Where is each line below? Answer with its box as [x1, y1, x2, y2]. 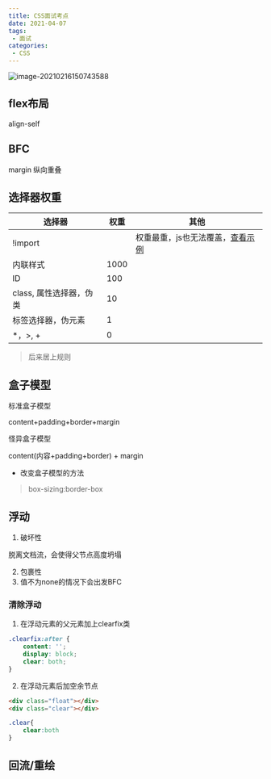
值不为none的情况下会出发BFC [19, 577, 123, 587]
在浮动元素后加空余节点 [19, 681, 98, 690]
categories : [8, 42, 48, 50]
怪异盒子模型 [8, 433, 51, 444]
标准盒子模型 [8, 401, 51, 411]
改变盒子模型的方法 [19, 468, 85, 478]
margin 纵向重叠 [8, 165, 62, 174]
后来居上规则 [27, 352, 71, 362]
